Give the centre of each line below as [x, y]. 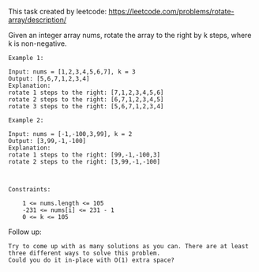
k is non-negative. [38, 43]
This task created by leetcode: [58, 11]
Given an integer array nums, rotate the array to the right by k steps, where [130, 35]
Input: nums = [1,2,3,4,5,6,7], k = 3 [72, 72]
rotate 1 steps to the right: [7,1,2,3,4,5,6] [86, 93]
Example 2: [26, 120]
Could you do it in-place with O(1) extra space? [92, 260]
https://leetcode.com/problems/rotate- [171, 11]
